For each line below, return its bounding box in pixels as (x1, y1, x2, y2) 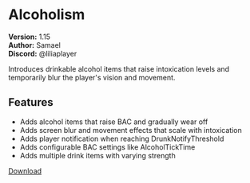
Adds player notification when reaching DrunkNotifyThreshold (19, 134, 224, 143)
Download (8, 165, 42, 176)
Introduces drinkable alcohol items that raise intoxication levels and (8, 64, 230, 73)
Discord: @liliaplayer (8, 49, 77, 58)
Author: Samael (8, 40, 62, 49)
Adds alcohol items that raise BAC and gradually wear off (19, 117, 208, 127)
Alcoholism (8, 6, 85, 24)
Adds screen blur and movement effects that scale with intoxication (19, 125, 242, 134)
